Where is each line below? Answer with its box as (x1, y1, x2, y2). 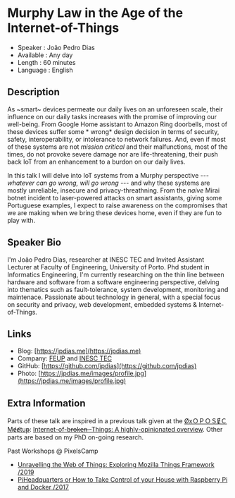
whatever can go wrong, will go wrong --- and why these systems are (7, 178, 210, 187)
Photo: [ (17, 369, 41, 378)
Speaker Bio (7, 236, 62, 248)
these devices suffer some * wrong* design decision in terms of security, (7, 127, 220, 135)
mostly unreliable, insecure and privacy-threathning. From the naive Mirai (7, 186, 220, 195)
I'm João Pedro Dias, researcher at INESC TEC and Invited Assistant (7, 255, 205, 264)
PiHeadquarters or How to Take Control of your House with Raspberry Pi (17, 475, 228, 484)
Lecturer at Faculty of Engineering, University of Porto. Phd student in (7, 262, 210, 271)
